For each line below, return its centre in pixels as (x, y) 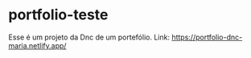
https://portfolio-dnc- (207, 37)
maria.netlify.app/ (37, 45)
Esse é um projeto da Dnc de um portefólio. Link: (89, 37)
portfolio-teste (58, 15)
